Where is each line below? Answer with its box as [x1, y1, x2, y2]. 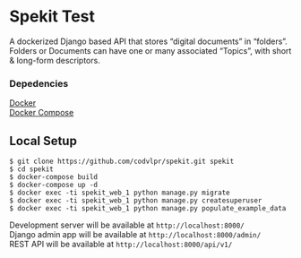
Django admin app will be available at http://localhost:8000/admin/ [9, 229, 262, 240]
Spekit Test [9, 6, 96, 27]
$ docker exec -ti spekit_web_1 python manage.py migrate [9, 188, 230, 198]
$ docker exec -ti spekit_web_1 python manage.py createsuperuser [9, 196, 262, 205]
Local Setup [9, 133, 78, 149]
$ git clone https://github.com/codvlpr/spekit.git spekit [9, 157, 235, 167]
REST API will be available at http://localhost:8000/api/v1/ [9, 239, 233, 250]
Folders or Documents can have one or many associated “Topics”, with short [9, 45, 292, 56]
